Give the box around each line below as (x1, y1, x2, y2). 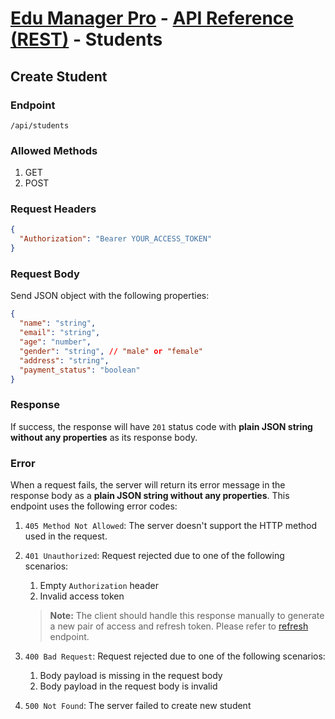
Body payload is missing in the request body (39, 669, 223, 681)
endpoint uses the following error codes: (10, 500, 178, 512)
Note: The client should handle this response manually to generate (49, 609, 325, 621)
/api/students (10, 120, 70, 131)
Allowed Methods (10, 143, 98, 157)
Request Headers (10, 202, 97, 216)
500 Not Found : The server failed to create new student (24, 699, 252, 711)
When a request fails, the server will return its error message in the (10, 478, 286, 491)
